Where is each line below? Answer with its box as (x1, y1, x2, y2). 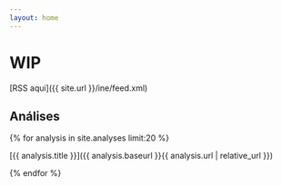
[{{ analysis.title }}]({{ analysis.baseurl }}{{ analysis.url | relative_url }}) (9, 151, 274, 162)
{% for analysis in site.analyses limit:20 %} (9, 132, 170, 143)
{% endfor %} (9, 168, 62, 179)
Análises (9, 108, 61, 123)
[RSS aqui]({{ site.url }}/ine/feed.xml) (9, 83, 148, 93)
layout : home (9, 13, 59, 23)
